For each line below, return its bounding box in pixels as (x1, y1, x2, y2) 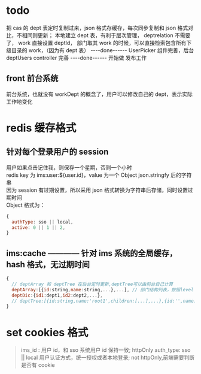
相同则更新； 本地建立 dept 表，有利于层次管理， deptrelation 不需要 (22, 31, 191, 39)
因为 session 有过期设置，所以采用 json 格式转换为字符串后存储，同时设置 (6, 186, 188, 194)
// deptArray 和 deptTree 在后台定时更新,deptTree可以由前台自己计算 (11, 281, 173, 287)
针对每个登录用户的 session (6, 147, 109, 157)
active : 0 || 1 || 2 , (11, 224, 66, 231)
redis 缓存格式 (6, 121, 77, 135)
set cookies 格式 (6, 325, 89, 339)
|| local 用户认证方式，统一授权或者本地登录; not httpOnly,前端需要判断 (20, 354, 195, 361)
